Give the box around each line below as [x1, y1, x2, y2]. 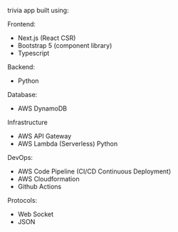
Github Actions [17, 182, 62, 191]
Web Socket [17, 210, 54, 218]
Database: [7, 91, 38, 99]
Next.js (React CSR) [17, 34, 76, 42]
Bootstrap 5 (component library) [17, 41, 112, 49]
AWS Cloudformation [17, 175, 80, 183]
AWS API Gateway [17, 132, 72, 140]
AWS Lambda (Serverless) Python [17, 139, 118, 148]
